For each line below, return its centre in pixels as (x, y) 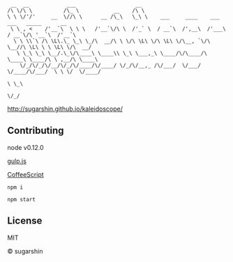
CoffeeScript (25, 174)
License (25, 221)
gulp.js (17, 161)
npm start (22, 199)
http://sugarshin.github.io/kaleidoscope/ (65, 109)
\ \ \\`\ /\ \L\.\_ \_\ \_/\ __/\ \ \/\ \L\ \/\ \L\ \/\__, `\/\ (112, 41)
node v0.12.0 (25, 147)
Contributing (36, 131)
